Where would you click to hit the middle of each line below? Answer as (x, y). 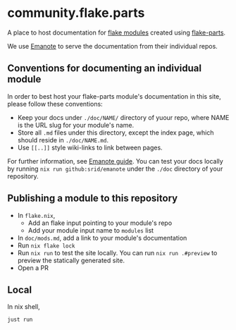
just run (20, 320)
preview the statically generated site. (71, 260)
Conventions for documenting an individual (105, 68)
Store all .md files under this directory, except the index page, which (116, 133)
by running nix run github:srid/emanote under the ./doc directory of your (115, 169)
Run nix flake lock (46, 245)
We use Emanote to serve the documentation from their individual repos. (113, 46)
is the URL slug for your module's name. (76, 125)
